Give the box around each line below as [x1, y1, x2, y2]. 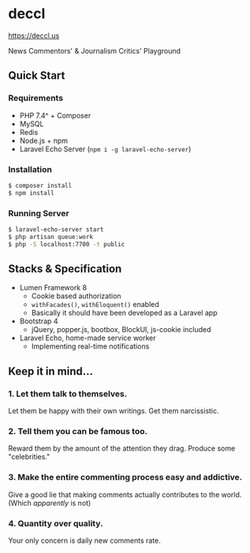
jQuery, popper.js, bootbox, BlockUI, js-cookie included [31, 325, 211, 334]
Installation [8, 163, 53, 174]
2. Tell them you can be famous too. [8, 426, 148, 437]
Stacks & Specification [8, 262, 122, 275]
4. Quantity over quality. [8, 518, 103, 529]
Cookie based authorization [31, 291, 121, 301]
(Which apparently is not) [8, 498, 91, 507]
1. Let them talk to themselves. [8, 388, 128, 399]
